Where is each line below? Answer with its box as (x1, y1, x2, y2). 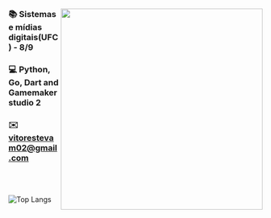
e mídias (8, 21, 43, 32)
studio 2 (8, 97, 42, 108)
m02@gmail (8, 142, 58, 153)
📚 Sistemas (8, 8, 56, 19)
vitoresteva (8, 132, 54, 143)
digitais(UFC (8, 31, 59, 43)
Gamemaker (8, 87, 58, 98)
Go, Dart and (8, 76, 59, 88)
